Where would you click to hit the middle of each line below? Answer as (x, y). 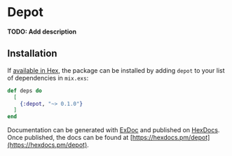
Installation (32, 54)
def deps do (25, 91)
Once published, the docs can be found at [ (70, 138)
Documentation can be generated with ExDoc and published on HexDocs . (114, 130)
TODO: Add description (42, 31)
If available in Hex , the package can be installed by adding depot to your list (116, 70)
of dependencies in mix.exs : (48, 78)
